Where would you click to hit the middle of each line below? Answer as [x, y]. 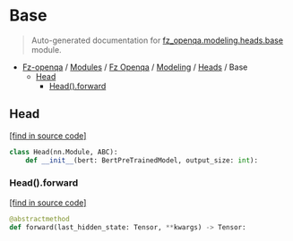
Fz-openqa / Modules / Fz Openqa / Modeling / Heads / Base [135, 67]
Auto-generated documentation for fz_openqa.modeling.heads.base [157, 40]
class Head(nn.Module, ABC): [64, 152]
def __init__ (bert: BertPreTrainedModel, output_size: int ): [142, 160]
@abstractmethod [39, 219]
